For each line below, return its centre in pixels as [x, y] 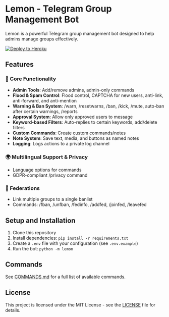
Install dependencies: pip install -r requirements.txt [70, 238]
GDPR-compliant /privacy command [50, 175]
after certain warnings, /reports [45, 111]
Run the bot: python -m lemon [43, 249]
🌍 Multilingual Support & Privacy [47, 157]
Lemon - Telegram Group [59, 9]
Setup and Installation [40, 220]
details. [13, 310]
